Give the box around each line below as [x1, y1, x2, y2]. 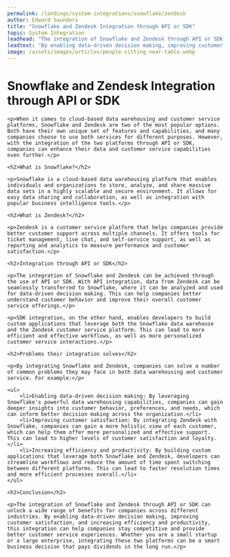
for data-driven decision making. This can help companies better [7, 290, 202, 297]
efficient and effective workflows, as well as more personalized [7, 332, 202, 339]
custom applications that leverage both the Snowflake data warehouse [7, 320, 214, 327]
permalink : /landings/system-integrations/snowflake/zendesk [7, 10, 187, 17]
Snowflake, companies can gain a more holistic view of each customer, [7, 423, 217, 430]
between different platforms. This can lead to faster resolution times [7, 465, 220, 472]
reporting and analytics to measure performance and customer [7, 242, 189, 249]
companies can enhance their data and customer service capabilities [7, 145, 211, 152]
